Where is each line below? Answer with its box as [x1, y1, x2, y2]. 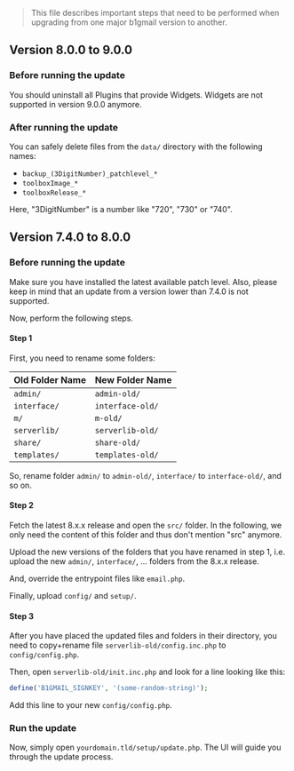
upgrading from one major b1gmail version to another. [30, 17, 228, 28]
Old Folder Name [13, 373, 87, 385]
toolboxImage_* [21, 179, 79, 187]
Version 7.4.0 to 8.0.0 [9, 230, 131, 245]
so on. [9, 480, 33, 490]
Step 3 [9, 610, 34, 621]
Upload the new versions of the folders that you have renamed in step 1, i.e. [9, 546, 286, 558]
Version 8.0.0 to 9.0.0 [9, 43, 133, 58]
